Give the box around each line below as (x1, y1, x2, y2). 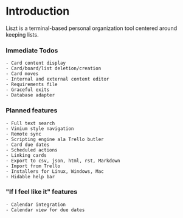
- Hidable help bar (5, 173, 55, 180)
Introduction (5, 4, 70, 18)
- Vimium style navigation (5, 125, 74, 132)
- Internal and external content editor (5, 76, 110, 82)
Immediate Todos (5, 46, 58, 54)
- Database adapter (5, 92, 55, 98)
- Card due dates (5, 142, 50, 148)
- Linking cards (5, 152, 47, 158)
